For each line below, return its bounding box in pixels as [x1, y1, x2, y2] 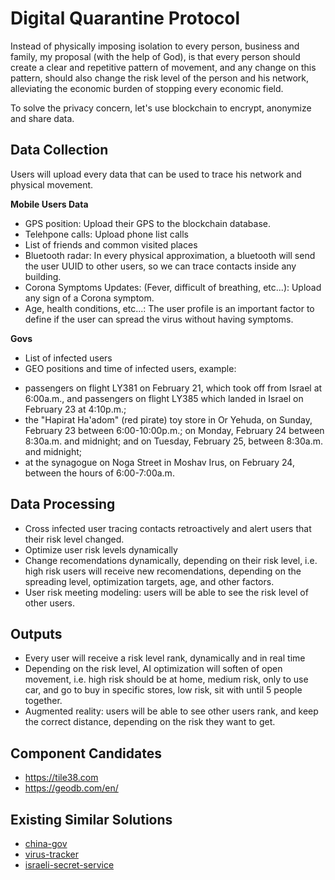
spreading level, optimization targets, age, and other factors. [24, 575, 275, 587]
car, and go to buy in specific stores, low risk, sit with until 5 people [24, 684, 303, 696]
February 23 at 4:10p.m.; [24, 403, 127, 415]
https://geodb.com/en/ [24, 782, 119, 794]
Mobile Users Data [10, 198, 89, 210]
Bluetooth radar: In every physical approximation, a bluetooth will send [24, 249, 316, 261]
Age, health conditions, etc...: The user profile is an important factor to [24, 302, 315, 314]
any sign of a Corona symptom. [24, 292, 155, 304]
